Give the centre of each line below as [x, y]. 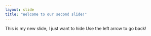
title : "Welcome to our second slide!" [46, 14]
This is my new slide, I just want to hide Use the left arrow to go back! [76, 28]
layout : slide [20, 10]
